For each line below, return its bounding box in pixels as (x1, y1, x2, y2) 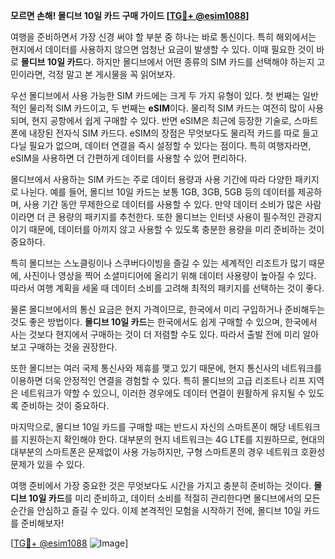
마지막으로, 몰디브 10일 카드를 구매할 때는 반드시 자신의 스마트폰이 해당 (10, 421, 287, 433)
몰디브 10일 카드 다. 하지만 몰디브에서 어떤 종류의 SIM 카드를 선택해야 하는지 (20, 56, 315, 68)
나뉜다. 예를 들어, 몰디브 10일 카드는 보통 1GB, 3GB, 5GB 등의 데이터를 (20, 186, 296, 198)
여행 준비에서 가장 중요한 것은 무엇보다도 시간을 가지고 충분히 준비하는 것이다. (10, 480, 312, 491)
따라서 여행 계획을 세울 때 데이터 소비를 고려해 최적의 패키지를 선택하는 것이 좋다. (10, 282, 325, 294)
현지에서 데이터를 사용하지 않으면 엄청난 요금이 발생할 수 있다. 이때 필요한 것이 (10, 44, 315, 55)
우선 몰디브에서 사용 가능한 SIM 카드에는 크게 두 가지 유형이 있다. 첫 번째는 (10, 90, 301, 101)
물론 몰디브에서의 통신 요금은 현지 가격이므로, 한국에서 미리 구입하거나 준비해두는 (10, 304, 326, 315)
